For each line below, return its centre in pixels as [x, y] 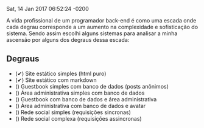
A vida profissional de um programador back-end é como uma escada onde [101, 20]
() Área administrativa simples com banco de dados [80, 93]
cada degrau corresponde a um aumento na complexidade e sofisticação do [102, 27]
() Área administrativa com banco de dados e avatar [80, 106]
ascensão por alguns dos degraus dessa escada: [68, 40]
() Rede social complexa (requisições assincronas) [78, 118]
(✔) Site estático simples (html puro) [61, 73]
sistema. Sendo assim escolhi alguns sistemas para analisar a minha [92, 33]
